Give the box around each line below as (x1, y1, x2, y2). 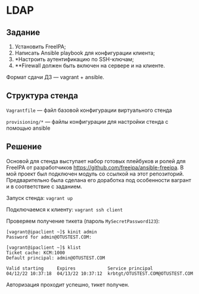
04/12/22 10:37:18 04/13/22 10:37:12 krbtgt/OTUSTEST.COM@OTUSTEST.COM (6, 270, 194, 277)
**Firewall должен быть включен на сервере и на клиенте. (14, 62, 166, 69)
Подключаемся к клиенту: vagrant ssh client (6, 206, 123, 213)
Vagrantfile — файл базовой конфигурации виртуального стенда (6, 107, 172, 114)
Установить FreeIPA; (14, 43, 66, 50)
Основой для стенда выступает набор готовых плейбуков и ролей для (6, 157, 186, 164)
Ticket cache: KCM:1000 (6, 249, 66, 256)
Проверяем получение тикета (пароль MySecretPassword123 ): (6, 217, 160, 224)
